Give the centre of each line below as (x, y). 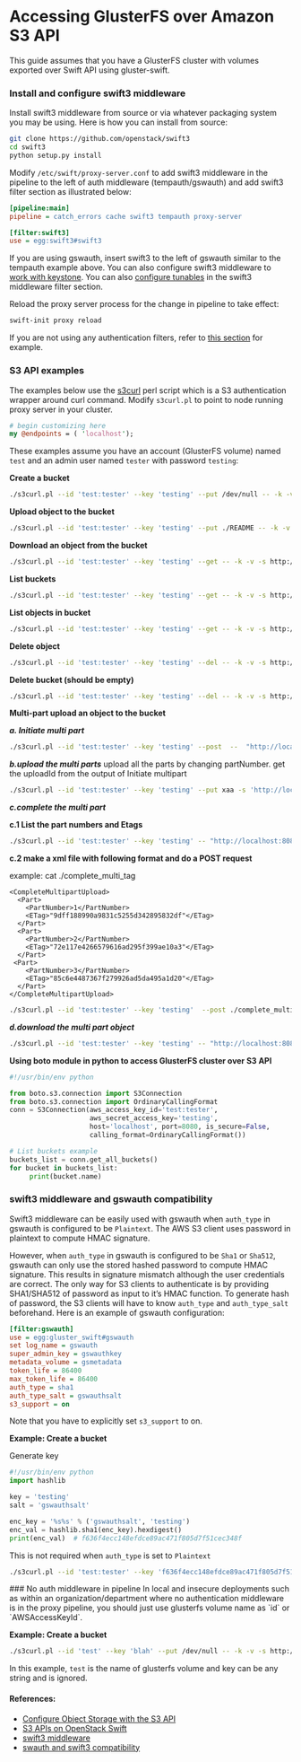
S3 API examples (47, 371)
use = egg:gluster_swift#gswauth (72, 1337)
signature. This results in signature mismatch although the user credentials (147, 1274)
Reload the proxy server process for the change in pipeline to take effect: (144, 304)
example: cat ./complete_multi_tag (73, 876)
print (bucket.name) (65, 1176)
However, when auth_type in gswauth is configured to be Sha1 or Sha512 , (142, 1255)
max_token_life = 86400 (54, 1379)
